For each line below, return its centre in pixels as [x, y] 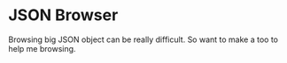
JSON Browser [63, 15]
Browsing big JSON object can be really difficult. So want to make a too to [143, 39]
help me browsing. [42, 48]
